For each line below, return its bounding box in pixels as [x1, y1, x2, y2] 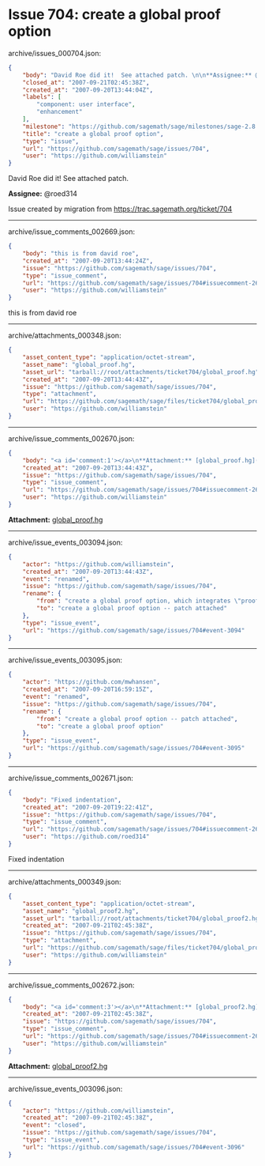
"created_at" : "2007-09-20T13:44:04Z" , [22, 85, 154, 94]
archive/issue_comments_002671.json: [8, 773, 134, 783]
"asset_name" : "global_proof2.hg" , [22, 907, 140, 915]
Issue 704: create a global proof [8, 6, 221, 24]
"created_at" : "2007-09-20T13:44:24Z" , [22, 257, 154, 265]
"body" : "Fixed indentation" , [22, 796, 122, 804]
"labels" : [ [22, 93, 62, 101]
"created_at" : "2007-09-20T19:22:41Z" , [22, 803, 154, 811]
